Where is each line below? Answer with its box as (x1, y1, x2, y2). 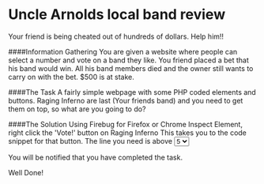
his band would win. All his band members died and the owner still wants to (8, 63, 254, 73)
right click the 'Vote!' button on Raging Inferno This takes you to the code (8, 128, 247, 137)
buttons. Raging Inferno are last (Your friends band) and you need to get (8, 96, 243, 105)
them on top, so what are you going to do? (8, 104, 146, 114)
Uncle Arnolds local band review (8, 6, 226, 24)
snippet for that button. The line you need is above (8, 136, 172, 145)
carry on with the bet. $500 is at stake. (8, 72, 134, 81)
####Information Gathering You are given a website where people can (8, 47, 238, 56)
